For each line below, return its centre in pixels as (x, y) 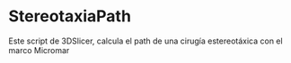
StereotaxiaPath (70, 16)
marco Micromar (39, 50)
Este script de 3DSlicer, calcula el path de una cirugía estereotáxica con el (146, 41)
